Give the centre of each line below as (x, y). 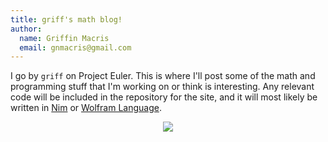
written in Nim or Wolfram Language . (86, 108)
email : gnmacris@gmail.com (75, 47)
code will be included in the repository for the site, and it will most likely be (164, 97)
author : (26, 29)
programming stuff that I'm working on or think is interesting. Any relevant (162, 87)
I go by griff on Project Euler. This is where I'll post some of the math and (163, 76)
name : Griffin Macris (64, 38)
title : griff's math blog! (66, 19)
